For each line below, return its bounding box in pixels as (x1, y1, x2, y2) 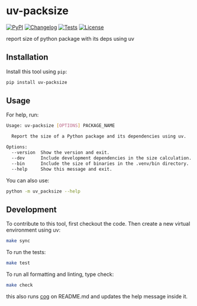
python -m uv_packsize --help (6, 188, 81, 194)
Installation (6, 52, 49, 63)
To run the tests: (6, 249, 46, 256)
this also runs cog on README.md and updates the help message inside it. (6, 292, 188, 300)
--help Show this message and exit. (11, 166, 112, 172)
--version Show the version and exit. (11, 149, 110, 156)
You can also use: (6, 177, 50, 184)
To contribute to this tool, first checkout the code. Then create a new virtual (6, 220, 190, 227)
